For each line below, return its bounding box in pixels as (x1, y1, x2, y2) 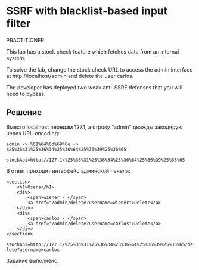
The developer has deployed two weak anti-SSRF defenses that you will (6, 83, 183, 91)
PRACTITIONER (6, 36, 45, 44)
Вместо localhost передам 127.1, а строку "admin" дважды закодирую (6, 123, 183, 131)
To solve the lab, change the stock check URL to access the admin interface (6, 66, 193, 73)
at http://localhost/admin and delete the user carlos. (6, 72, 134, 79)
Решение (6, 107, 42, 117)
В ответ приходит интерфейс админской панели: (6, 167, 130, 174)
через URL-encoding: (6, 129, 60, 136)
